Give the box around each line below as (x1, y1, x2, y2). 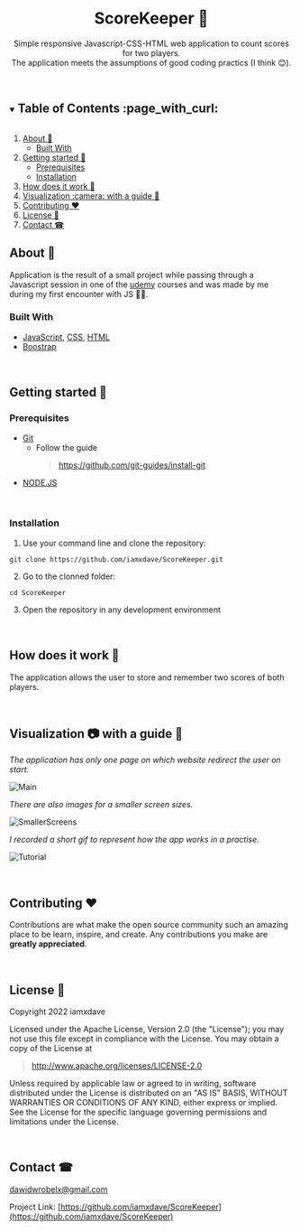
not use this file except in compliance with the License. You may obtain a (9, 1033, 279, 1044)
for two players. (122, 47, 181, 58)
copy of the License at (9, 1043, 93, 1054)
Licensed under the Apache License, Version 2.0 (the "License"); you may (9, 1024, 285, 1035)
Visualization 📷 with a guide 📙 (9, 726, 183, 741)
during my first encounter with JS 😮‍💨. (9, 288, 149, 299)
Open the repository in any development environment (22, 604, 222, 615)
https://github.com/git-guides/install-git (58, 460, 205, 471)
